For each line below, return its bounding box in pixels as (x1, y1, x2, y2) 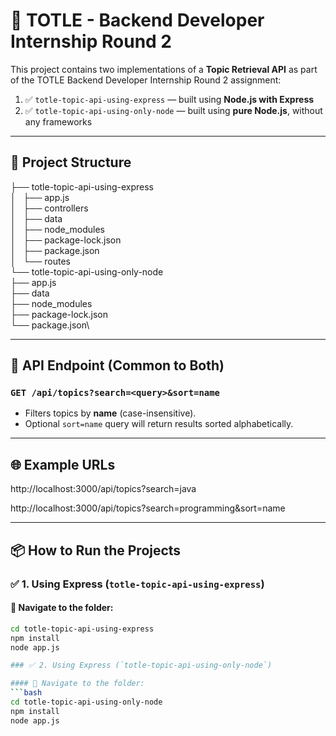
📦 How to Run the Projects (10, 542, 182, 559)
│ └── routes (10, 255, 71, 267)
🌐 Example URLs (10, 456, 116, 473)
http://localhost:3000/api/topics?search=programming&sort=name (10, 502, 286, 514)
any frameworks (24, 115, 93, 128)
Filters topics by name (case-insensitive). (24, 407, 197, 419)
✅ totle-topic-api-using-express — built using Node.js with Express (24, 93, 315, 105)
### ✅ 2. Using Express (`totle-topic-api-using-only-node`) (10, 660, 273, 671)
